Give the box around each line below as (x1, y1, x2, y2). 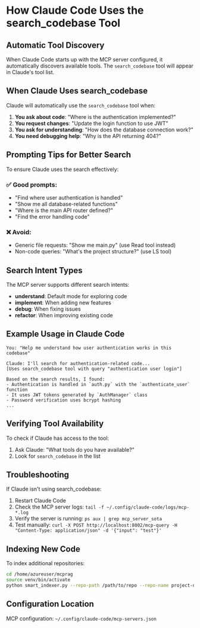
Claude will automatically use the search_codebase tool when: (6, 102, 156, 109)
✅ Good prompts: (6, 180, 58, 189)
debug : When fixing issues (14, 305, 82, 313)
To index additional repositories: (6, 560, 85, 567)
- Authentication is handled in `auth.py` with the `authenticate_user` (6, 381, 190, 387)
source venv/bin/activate (6, 577, 70, 583)
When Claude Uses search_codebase (6, 86, 148, 96)
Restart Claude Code (14, 497, 67, 504)
